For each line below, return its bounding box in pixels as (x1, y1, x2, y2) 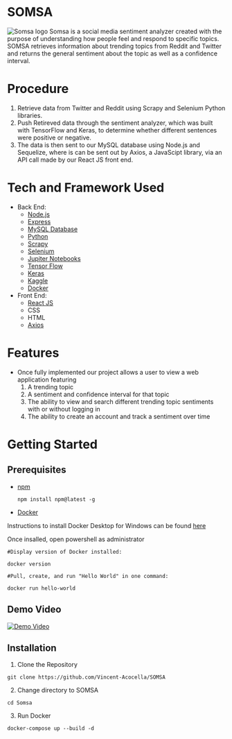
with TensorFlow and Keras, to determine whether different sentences (17, 126, 217, 134)
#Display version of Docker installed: (7, 548, 123, 555)
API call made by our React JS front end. (17, 155, 134, 164)
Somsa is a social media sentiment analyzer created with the (49, 27, 222, 35)
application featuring (17, 375, 77, 384)
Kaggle (27, 276, 48, 284)
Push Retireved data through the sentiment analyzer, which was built (17, 119, 213, 127)
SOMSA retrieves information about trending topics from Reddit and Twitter (7, 42, 222, 50)
